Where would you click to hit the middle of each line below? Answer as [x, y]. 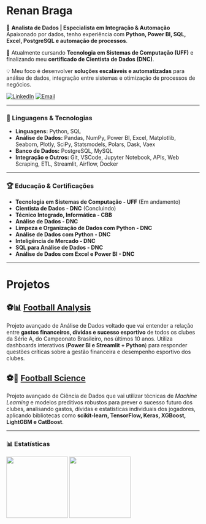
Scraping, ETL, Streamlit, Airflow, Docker [67, 164]
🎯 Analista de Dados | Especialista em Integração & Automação [88, 28]
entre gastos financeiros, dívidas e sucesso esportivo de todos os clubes [101, 332]
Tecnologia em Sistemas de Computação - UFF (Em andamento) [98, 202]
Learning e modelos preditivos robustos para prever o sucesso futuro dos [100, 403]
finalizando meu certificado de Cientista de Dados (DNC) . [80, 59]
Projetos [28, 284]
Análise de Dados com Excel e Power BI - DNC [75, 254]
